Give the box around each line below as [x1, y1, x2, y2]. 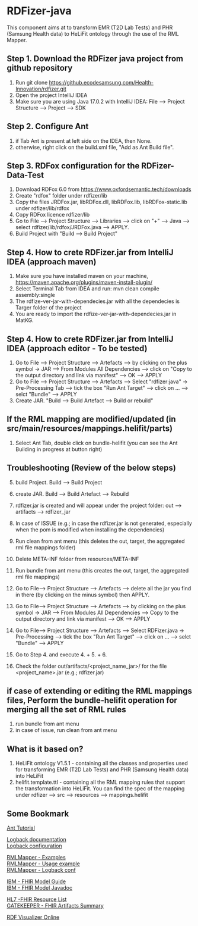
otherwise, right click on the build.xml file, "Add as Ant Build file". [15, 143, 174, 151]
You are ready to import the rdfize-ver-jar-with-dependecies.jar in [15, 311, 177, 318]
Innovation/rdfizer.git [15, 85, 67, 92]
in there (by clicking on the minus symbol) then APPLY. [15, 591, 150, 598]
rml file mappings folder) [15, 543, 76, 551]
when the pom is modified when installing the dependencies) [15, 525, 165, 533]
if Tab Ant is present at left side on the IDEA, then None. [15, 137, 152, 144]
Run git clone [15, 79, 48, 86]
